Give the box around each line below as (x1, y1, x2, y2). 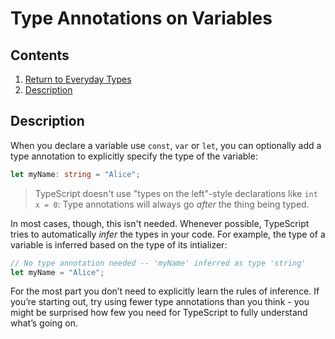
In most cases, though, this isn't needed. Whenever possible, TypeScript (10, 217, 310, 229)
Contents (10, 47, 70, 64)
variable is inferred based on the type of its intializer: (10, 238, 228, 251)
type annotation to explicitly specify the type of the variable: (10, 150, 258, 162)
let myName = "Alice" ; (10, 267, 105, 277)
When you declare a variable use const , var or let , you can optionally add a (10, 139, 322, 151)
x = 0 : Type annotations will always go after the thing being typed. (34, 198, 310, 210)
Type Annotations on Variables (10, 7, 273, 30)
